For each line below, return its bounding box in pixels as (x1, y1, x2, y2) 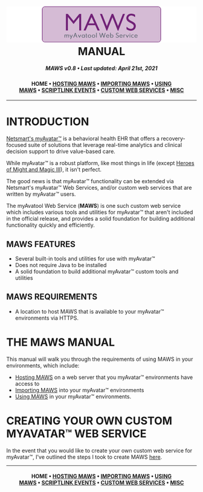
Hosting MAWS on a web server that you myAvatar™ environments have (14, 374, 193, 381)
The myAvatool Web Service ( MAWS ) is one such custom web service (6, 202, 181, 210)
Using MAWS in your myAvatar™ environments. (14, 393, 132, 400)
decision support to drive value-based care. (6, 148, 116, 155)
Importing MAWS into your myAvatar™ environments (14, 386, 144, 393)
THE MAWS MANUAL (6, 335, 115, 349)
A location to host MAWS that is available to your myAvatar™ (14, 308, 164, 315)
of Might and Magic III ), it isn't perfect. (6, 166, 101, 173)
